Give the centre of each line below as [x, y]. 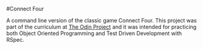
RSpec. [15, 40]
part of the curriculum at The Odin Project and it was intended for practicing [101, 27]
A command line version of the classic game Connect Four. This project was [101, 20]
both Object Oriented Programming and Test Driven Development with [94, 33]
